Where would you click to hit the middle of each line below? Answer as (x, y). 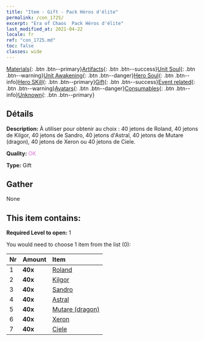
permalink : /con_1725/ (35, 18)
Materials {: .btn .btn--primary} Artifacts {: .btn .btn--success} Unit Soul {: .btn (101, 69)
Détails (20, 114)
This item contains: (44, 218)
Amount (34, 259)
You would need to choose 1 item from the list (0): (69, 245)
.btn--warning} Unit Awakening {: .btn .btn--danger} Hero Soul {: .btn (90, 75)
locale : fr (20, 35)
